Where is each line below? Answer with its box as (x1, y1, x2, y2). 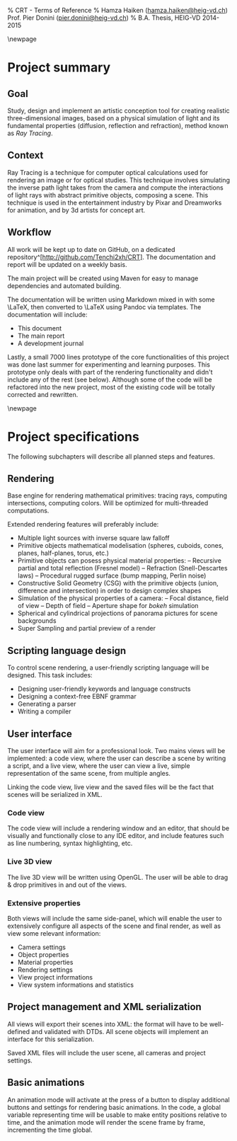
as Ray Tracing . (7, 129, 53, 137)
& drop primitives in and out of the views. (7, 881, 127, 889)
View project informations (17, 973, 93, 981)
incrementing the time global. (7, 1125, 93, 1134)
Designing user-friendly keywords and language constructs (17, 684, 191, 693)
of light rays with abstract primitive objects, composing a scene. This (7, 190, 209, 199)
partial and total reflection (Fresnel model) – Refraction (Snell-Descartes (17, 564, 228, 573)
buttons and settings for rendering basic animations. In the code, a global (7, 1103, 221, 1111)
